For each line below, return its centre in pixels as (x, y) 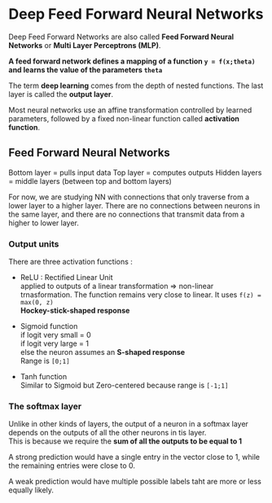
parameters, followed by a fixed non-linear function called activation (124, 118)
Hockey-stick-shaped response (75, 311)
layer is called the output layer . (61, 94)
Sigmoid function (49, 326)
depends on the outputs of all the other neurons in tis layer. (107, 433)
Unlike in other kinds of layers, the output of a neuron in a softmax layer (128, 424)
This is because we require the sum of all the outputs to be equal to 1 (125, 441)
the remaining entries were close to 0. (72, 466)
